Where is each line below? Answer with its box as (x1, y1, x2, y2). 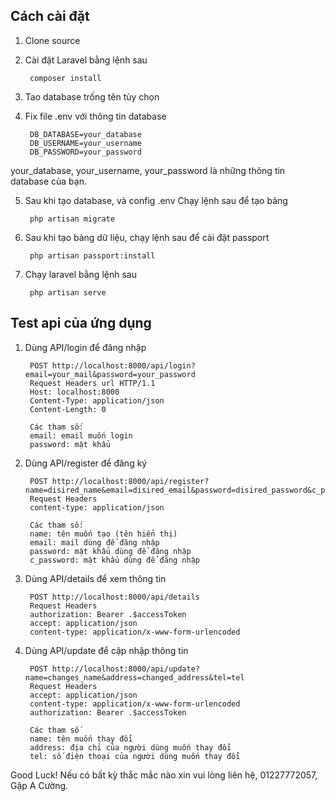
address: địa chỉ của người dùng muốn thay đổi (29, 742, 232, 753)
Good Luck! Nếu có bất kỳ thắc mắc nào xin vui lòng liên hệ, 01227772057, (10, 769, 318, 781)
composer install (29, 73, 102, 83)
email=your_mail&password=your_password (24, 369, 196, 379)
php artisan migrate (29, 214, 115, 224)
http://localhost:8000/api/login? (51, 360, 196, 371)
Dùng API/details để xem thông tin (24, 572, 167, 584)
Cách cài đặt (10, 8, 90, 25)
